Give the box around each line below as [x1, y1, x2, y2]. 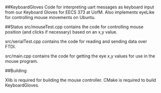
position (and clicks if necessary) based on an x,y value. [5, 29, 118, 35]
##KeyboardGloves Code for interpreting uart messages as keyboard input [5, 4, 154, 10]
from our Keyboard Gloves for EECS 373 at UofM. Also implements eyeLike [5, 9, 155, 15]
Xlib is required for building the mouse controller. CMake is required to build [5, 77, 156, 83]
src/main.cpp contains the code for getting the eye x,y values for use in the [5, 53, 155, 59]
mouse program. [5, 58, 38, 64]
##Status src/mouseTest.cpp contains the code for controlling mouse [5, 24, 144, 30]
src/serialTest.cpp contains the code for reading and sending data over [5, 38, 147, 44]
